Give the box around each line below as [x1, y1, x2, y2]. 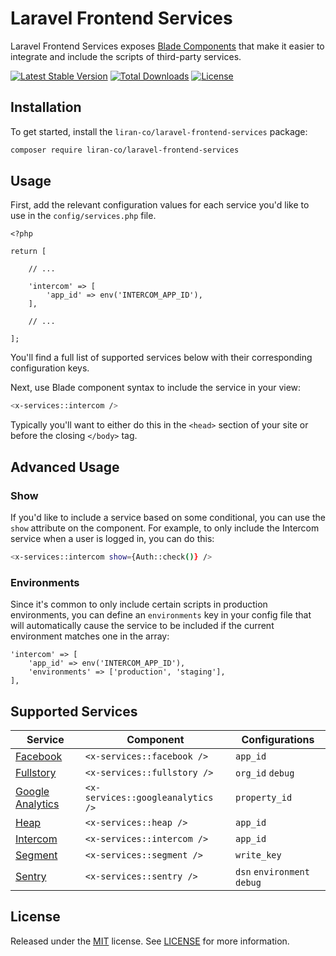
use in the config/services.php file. [10, 210, 157, 222]
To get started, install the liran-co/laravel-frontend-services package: [10, 125, 308, 137]
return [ [10, 247, 47, 257]
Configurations [241, 732, 315, 746]
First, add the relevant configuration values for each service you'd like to [10, 199, 310, 211]
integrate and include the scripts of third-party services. [10, 50, 242, 62]
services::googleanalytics [84, 792, 214, 803]
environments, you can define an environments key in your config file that [10, 609, 312, 621]
